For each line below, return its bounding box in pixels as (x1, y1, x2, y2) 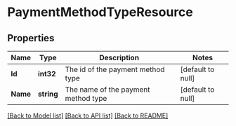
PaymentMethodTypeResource (7, 4, 193, 20)
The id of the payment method (65, 64, 165, 74)
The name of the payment (65, 85, 150, 94)
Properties (7, 32, 55, 44)
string (37, 89, 58, 99)
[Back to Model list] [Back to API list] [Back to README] (7, 111, 169, 120)
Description (99, 53, 139, 62)
